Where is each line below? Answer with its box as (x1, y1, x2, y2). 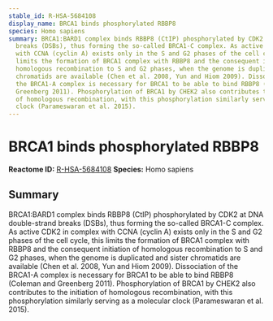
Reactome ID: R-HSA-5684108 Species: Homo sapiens (8, 164, 194, 175)
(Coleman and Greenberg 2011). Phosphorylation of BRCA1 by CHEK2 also (8, 278, 256, 288)
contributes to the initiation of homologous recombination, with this (8, 287, 233, 297)
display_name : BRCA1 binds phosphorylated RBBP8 (8, 20, 176, 28)
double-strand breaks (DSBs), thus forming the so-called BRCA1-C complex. (8, 218, 264, 228)
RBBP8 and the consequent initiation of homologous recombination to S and (8, 244, 263, 254)
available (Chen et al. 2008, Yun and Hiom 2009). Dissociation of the (8, 261, 238, 271)
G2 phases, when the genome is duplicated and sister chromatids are (8, 253, 241, 262)
